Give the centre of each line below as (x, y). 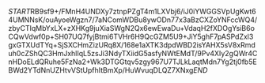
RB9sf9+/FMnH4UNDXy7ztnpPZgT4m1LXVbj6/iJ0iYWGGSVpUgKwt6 (143, 11)
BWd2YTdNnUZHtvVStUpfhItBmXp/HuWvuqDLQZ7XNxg (101, 70)
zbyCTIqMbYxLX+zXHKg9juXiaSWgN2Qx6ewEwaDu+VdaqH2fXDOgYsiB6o (132, 28)
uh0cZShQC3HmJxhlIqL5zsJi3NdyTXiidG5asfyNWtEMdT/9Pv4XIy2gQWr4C (133, 53)
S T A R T (19, 11)
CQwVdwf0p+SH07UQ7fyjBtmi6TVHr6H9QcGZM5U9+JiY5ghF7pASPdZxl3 (131, 36)
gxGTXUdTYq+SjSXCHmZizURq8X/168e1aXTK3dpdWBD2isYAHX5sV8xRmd (132, 45)
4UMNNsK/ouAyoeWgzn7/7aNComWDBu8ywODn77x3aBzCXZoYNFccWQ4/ (133, 20)
